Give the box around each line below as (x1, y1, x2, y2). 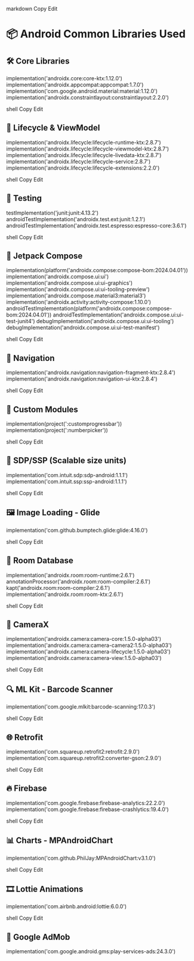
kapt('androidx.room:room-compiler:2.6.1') (6, 584, 110, 591)
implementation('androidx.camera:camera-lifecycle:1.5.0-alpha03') (6, 648, 171, 655)
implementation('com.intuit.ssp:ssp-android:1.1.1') (6, 478, 127, 485)
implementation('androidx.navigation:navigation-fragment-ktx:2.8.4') (6, 369, 175, 376)
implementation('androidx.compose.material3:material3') (6, 292, 146, 299)
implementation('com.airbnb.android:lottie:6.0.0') (6, 903, 127, 910)
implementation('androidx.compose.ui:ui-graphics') (6, 279, 133, 287)
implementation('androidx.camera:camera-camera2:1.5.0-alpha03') (6, 641, 172, 649)
